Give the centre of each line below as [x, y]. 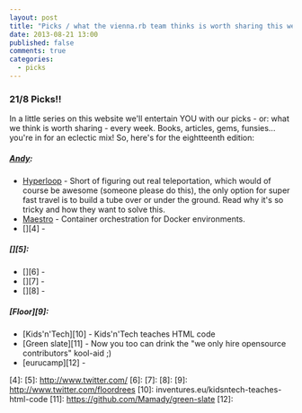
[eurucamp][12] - [54, 363]
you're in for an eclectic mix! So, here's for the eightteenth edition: [132, 138]
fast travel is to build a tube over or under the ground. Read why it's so [153, 200]
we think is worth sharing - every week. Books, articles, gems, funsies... [142, 128]
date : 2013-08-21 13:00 [54, 34]
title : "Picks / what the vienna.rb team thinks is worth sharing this [146, 26]
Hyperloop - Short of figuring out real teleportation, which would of [147, 181]
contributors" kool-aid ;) [67, 353]
